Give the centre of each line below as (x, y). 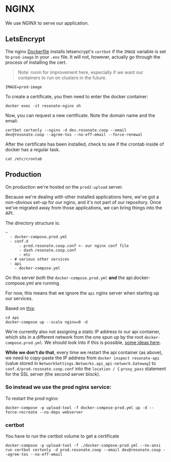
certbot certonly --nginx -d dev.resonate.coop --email (66, 130)
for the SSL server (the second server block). (53, 374)
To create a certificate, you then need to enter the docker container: (77, 96)
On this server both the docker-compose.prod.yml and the (65, 278)
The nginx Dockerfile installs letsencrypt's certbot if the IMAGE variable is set (86, 51)
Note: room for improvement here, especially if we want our (80, 72)
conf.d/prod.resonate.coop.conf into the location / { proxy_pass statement (86, 368)
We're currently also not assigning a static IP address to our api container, (83, 331)
